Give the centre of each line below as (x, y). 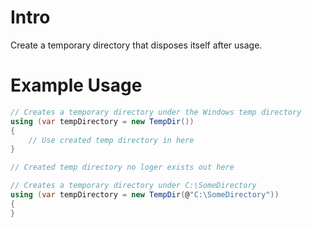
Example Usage (76, 85)
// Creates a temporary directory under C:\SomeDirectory (133, 186)
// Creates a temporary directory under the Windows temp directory (156, 112)
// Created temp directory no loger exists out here (122, 167)
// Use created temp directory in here (111, 140)
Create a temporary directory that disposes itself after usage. (136, 45)
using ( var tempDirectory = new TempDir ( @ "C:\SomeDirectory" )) (145, 195)
